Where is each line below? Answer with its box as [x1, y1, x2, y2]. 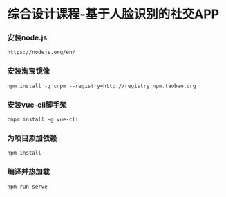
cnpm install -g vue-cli [7, 116, 79, 123]
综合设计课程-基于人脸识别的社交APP [7, 6, 220, 22]
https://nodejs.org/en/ [7, 49, 76, 56]
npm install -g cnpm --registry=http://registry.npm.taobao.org [7, 83, 196, 89]
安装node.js [7, 33, 48, 42]
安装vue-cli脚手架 [7, 100, 67, 110]
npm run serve [7, 183, 48, 190]
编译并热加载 [7, 167, 50, 177]
